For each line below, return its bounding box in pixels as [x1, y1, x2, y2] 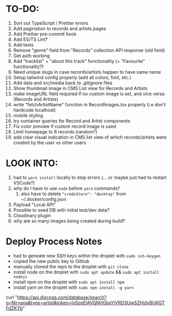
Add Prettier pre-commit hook [13, 31, 77, 37]
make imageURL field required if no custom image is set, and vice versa [13, 91, 165, 97]
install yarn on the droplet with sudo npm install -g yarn [13, 284, 134, 290]
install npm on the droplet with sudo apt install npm [13, 279, 125, 285]
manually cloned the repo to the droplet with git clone [13, 263, 129, 269]
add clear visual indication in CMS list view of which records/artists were [13, 134, 167, 140]
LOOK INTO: [6, 157, 58, 169]
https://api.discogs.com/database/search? [17, 294, 107, 300]
